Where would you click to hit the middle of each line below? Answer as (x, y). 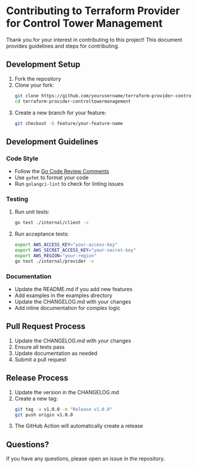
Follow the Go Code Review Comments (62, 172)
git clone (27, 95)
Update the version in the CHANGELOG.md (67, 392)
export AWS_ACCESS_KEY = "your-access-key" (66, 245)
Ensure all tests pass (39, 347)
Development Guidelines (52, 142)
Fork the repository (38, 78)
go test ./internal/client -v (52, 223)
